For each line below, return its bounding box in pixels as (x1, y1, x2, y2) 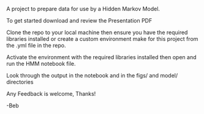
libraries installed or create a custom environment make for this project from (6, 35, 198, 42)
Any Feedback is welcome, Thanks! (6, 90, 96, 97)
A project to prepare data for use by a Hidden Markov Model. (6, 5, 161, 12)
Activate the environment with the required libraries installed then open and (6, 54, 197, 60)
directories (6, 79, 34, 85)
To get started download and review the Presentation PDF (6, 17, 153, 24)
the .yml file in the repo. (6, 42, 66, 49)
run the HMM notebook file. (6, 60, 76, 67)
